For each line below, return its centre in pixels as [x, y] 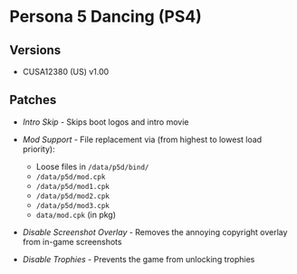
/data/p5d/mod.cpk [71, 177]
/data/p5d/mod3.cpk [73, 205]
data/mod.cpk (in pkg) [76, 214]
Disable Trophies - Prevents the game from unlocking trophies [139, 259]
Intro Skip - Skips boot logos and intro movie [105, 122]
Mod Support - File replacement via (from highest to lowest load [142, 139]
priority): [39, 149]
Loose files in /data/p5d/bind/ [92, 166]
